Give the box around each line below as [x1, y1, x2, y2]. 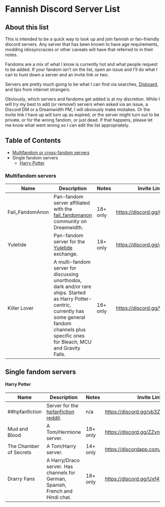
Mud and [7, 425, 28, 432]
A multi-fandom [54, 258, 91, 265]
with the [54, 206, 73, 213]
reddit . [46, 414, 61, 421]
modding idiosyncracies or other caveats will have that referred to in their [5, 47, 154, 52]
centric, [54, 302, 71, 309]
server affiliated [54, 199, 90, 206]
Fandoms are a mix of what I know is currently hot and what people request [5, 62, 158, 67]
